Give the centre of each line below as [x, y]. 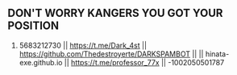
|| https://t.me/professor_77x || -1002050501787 [144, 62]
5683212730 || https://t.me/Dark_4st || [83, 45]
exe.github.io [41, 62]
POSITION [33, 26]
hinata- [217, 54]
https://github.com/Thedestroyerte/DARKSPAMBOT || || [111, 54]
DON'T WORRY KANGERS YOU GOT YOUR [115, 13]
